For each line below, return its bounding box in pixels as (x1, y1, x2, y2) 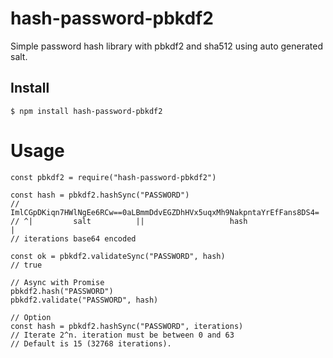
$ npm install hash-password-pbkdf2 (10, 106, 163, 116)
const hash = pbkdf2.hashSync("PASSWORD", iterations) (10, 321, 244, 331)
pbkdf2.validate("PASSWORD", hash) (10, 295, 159, 305)
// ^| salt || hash (10, 216, 248, 226)
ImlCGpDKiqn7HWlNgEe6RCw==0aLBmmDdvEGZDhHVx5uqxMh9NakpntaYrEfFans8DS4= (10, 207, 320, 217)
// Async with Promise (10, 277, 105, 287)
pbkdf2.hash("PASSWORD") (10, 286, 114, 296)
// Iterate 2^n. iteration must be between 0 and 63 (10, 330, 235, 340)
